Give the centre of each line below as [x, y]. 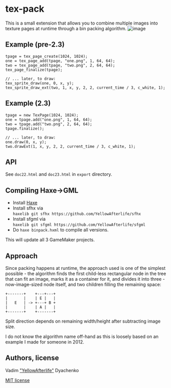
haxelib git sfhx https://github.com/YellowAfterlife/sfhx [77, 214]
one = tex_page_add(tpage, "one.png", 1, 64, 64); [60, 61]
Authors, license [32, 358]
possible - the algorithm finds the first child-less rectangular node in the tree [86, 273]
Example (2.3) [28, 104]
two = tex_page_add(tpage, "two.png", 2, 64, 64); [60, 65]
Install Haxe [25, 203]
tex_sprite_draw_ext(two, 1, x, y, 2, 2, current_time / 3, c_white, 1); [86, 87]
